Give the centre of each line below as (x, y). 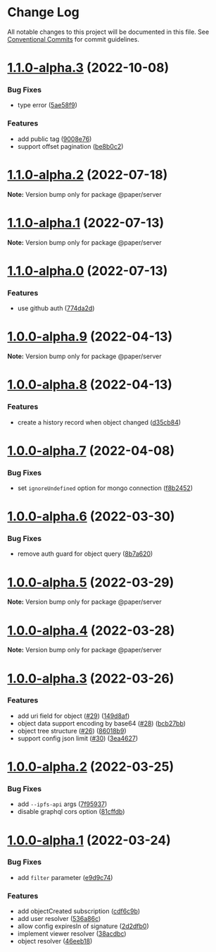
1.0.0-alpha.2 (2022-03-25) (91, 767)
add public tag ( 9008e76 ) (55, 139)
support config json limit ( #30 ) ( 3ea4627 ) (78, 738)
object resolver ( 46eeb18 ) (55, 941)
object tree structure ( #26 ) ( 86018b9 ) (72, 731)
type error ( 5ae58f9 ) (47, 105)
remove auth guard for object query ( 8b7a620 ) (85, 554)
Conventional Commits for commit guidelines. (73, 39)
